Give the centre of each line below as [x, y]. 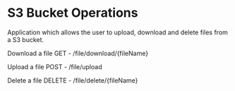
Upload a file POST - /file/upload [55, 66]
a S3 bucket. [26, 39]
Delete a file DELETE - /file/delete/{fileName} [73, 80]
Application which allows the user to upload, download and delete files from [117, 32]
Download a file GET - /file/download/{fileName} [78, 53]
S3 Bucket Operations [73, 13]
